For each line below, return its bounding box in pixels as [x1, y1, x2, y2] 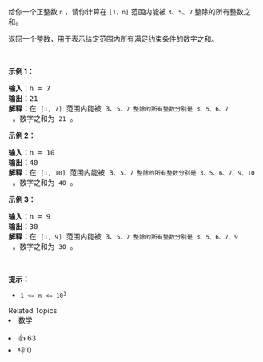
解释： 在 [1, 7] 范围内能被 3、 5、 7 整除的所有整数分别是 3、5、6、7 [8, 104, 229, 113]
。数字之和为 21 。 [12, 115, 78, 123]
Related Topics [8, 306, 58, 315]
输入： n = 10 [8, 148, 55, 157]
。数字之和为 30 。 [12, 243, 78, 251]
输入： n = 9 [8, 212, 51, 221]
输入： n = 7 [8, 84, 51, 93]
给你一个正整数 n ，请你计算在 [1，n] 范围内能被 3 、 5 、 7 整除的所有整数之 [8, 7, 251, 16]
